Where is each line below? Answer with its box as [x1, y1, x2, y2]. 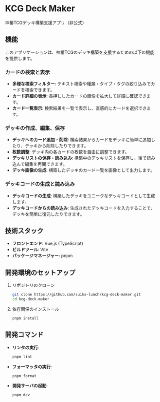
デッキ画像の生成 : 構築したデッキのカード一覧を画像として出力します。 [12, 167, 155, 173]
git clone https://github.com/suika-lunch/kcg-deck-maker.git [12, 292, 141, 297]
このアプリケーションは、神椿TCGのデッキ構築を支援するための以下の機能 [5, 49, 155, 55]
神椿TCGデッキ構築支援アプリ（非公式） [5, 20, 87, 25]
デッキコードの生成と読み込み [5, 181, 75, 188]
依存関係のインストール [12, 306, 59, 312]
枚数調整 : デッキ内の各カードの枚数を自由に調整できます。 [12, 149, 130, 155]
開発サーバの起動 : [12, 383, 48, 389]
